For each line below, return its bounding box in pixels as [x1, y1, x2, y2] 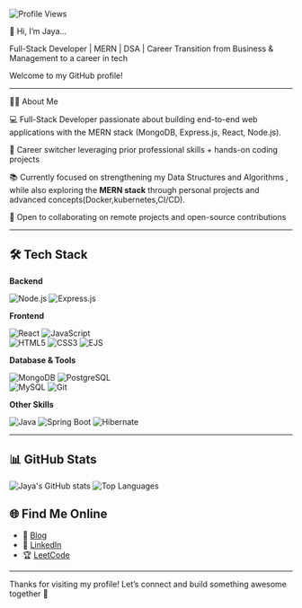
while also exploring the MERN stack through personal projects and [9, 185, 260, 195]
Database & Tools [9, 355, 76, 366]
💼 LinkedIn [22, 540, 62, 551]
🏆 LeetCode [22, 550, 70, 560]
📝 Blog [22, 530, 48, 541]
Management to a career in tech [9, 53, 129, 63]
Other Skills [9, 399, 54, 410]
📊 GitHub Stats [9, 452, 97, 467]
